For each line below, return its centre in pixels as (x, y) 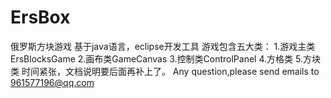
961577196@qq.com (52, 82)
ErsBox (40, 17)
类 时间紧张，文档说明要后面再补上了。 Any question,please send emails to (165, 71)
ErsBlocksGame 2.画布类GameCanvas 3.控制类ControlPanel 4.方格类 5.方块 (165, 58)
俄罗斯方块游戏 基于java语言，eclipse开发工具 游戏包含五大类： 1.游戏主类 (163, 46)
